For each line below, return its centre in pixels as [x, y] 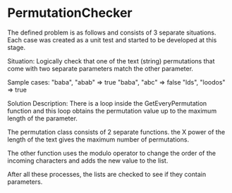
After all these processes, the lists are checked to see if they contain [107, 174]
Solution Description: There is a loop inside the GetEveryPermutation [107, 103]
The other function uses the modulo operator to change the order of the [112, 153]
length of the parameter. [42, 118]
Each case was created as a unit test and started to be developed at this [112, 39]
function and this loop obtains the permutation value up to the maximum [112, 111]
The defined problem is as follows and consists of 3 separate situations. [112, 32]
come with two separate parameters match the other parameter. [100, 68]
